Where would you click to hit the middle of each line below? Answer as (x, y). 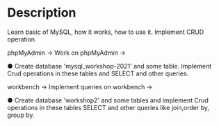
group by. (21, 115)
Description (42, 13)
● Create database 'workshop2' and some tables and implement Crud (108, 100)
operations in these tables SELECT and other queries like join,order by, (108, 107)
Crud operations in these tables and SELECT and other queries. (98, 73)
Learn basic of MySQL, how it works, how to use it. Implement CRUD (106, 32)
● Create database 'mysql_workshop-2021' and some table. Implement (109, 66)
